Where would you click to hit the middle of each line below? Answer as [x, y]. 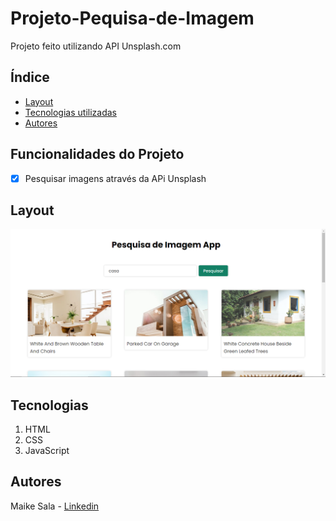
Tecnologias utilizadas [70, 112]
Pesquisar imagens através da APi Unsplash [115, 178]
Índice [30, 77]
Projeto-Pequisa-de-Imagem [132, 18]
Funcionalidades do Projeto [97, 154]
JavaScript [47, 450]
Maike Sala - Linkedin [55, 506]
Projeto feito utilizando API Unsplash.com [96, 46]
